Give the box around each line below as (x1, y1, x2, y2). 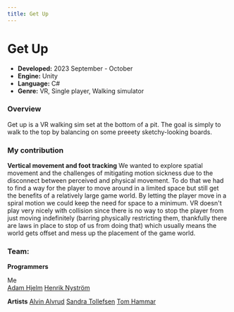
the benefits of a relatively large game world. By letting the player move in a (7, 191, 227, 200)
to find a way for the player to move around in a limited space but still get (7, 184, 219, 193)
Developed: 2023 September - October (17, 64, 133, 73)
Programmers (7, 263, 49, 271)
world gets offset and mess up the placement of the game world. (7, 229, 196, 237)
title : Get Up (7, 10, 49, 18)
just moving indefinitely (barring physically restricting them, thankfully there (7, 214, 228, 222)
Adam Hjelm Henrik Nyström (7, 284, 90, 292)
